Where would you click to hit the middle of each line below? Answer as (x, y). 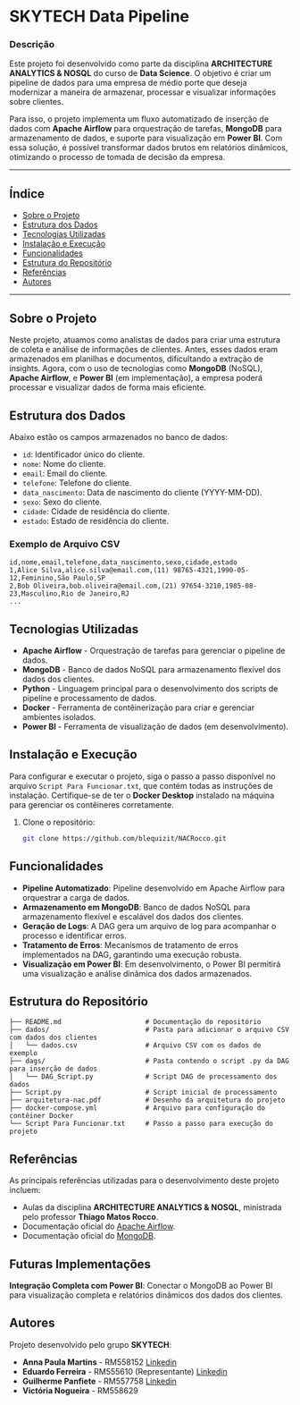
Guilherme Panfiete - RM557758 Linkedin (99, 1381)
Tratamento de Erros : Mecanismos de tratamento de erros (130, 944)
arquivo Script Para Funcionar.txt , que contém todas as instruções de (142, 785)
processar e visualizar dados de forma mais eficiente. (108, 387)
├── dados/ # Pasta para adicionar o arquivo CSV (150, 1030)
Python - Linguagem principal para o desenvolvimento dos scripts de (150, 689)
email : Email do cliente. (65, 473)
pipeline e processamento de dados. (89, 698)
